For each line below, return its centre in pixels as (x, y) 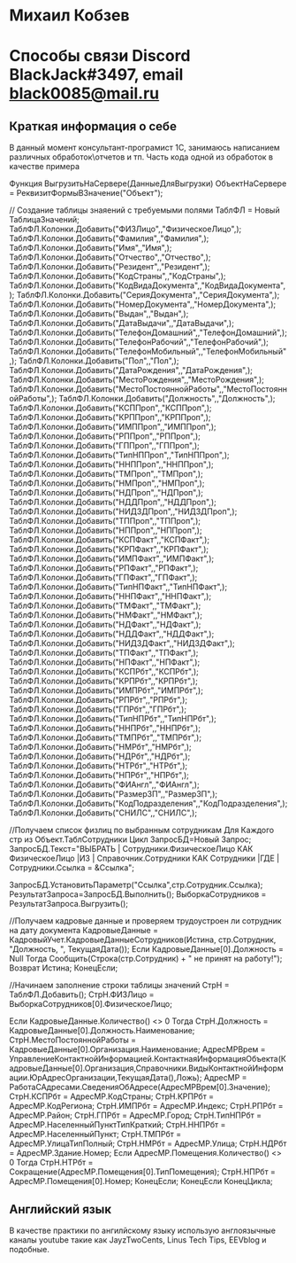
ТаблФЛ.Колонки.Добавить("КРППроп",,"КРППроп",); (110, 417)
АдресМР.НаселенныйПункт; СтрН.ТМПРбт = (95, 1134)
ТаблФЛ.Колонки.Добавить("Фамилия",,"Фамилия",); (109, 238)
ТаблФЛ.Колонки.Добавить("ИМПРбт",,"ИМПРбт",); (106, 690)
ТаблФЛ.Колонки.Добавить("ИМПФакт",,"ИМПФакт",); (112, 558)
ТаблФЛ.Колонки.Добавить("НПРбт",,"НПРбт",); (99, 776)
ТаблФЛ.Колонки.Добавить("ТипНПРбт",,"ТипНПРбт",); (113, 719)
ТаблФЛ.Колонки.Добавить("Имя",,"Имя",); (91, 248)
